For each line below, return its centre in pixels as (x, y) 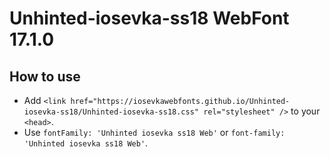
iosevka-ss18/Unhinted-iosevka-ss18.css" (111, 112)
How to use (45, 76)
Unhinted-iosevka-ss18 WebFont (149, 18)
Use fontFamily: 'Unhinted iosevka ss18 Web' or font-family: (154, 132)
